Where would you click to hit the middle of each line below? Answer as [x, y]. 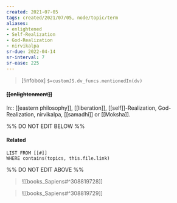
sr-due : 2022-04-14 [31, 52]
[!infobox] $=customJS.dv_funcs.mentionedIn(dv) [82, 80]
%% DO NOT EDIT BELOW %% [46, 126]
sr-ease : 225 [23, 63]
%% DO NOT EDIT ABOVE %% [45, 169]
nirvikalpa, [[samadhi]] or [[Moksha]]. [83, 114]
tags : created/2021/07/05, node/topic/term [62, 18]
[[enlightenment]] [29, 94]
